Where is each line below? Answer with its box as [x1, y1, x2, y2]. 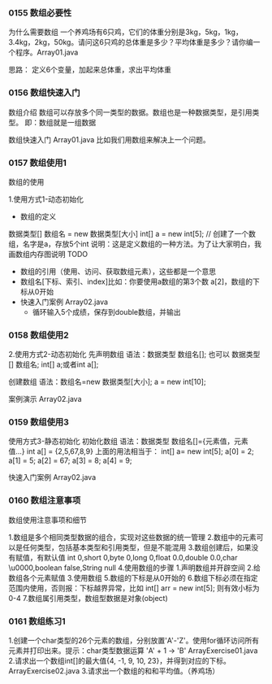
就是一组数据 [52, 117, 96, 127]
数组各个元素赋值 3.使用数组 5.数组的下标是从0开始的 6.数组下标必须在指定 [8, 573, 258, 582]
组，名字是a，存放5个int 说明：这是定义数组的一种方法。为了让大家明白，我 [8, 238, 262, 249]
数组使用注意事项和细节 [8, 515, 87, 525]
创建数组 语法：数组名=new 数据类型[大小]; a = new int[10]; [8, 377, 206, 387]
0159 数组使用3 [8, 416, 69, 428]
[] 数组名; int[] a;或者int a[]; [8, 359, 99, 369]
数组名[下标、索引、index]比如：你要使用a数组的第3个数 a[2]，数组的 [19, 277, 253, 286]
